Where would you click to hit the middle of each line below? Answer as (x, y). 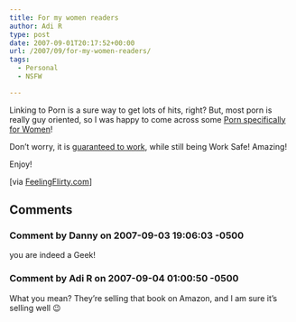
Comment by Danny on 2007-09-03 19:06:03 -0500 (127, 235)
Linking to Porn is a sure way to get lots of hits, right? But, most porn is (141, 110)
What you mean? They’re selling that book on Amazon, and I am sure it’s (143, 298)
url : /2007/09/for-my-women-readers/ (80, 51)
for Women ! (31, 129)
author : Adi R (36, 26)
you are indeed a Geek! (53, 255)
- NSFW (30, 77)
